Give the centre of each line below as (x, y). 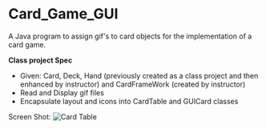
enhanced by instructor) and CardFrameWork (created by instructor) (133, 84)
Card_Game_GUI (63, 14)
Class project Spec (40, 60)
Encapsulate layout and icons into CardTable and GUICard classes (129, 101)
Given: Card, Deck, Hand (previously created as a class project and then (139, 75)
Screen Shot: (30, 116)
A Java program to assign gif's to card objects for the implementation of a (130, 36)
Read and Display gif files (62, 92)
